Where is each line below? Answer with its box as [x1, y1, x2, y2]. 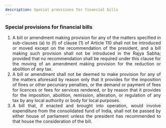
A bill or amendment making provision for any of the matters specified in [12, 34, 161, 40]
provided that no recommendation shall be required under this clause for [12, 55, 161, 62]
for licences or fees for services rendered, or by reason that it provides [12, 87, 161, 93]
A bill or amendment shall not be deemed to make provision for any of [12, 71, 161, 77]
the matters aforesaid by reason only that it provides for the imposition [12, 76, 161, 82]
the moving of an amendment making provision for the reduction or [12, 61, 161, 66]
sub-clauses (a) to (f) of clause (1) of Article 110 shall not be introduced [12, 40, 161, 46]
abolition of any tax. [12, 66, 53, 72]
